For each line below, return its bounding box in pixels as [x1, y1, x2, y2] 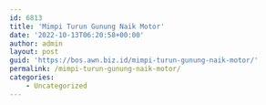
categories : [9, 73, 55, 82]
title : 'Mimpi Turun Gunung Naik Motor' [9, 22, 166, 31]
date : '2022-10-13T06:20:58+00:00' [9, 30, 145, 39]
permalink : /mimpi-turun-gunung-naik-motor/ [9, 65, 181, 74]
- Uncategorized [26, 81, 88, 90]
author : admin [9, 38, 64, 48]
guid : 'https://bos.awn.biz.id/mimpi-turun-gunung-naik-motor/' [9, 56, 259, 65]
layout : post [9, 47, 59, 57]
